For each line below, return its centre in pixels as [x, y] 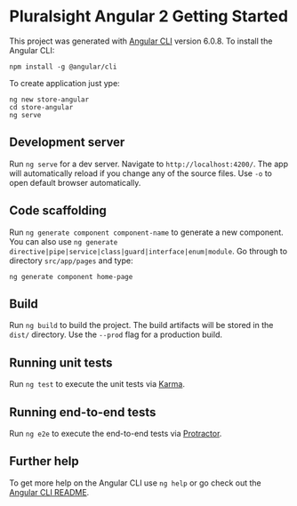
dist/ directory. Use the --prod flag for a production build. [116, 334]
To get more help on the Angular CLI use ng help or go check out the [135, 483]
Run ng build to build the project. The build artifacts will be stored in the [141, 325]
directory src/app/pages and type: [71, 261]
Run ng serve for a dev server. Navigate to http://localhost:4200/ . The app [149, 164]
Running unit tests [61, 362]
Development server [67, 143]
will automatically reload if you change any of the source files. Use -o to [141, 173]
